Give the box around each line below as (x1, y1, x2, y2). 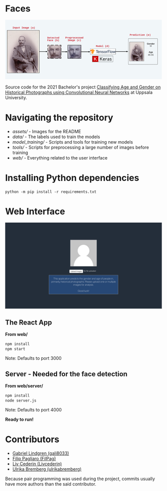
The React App (5, 319, 52, 327)
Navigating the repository (5, 112, 113, 123)
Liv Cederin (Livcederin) (12, 461, 62, 467)
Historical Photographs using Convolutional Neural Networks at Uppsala (5, 89, 153, 95)
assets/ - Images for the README (12, 129, 81, 135)
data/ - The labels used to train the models (12, 134, 100, 140)
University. (5, 95, 27, 101)
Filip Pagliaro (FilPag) (12, 456, 56, 462)
